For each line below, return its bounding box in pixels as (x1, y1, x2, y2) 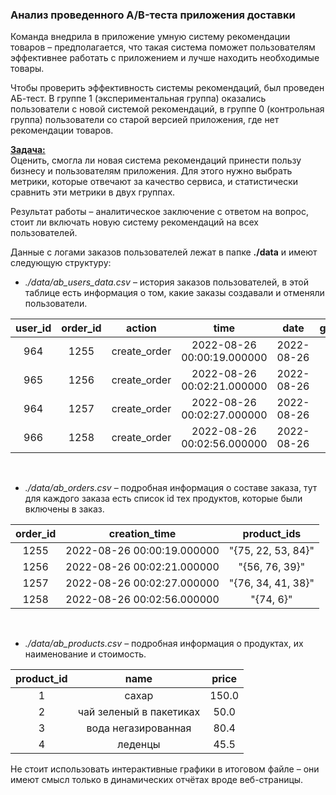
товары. (10, 63, 45, 75)
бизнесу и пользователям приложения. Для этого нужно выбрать (10, 165, 293, 177)
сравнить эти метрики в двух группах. (10, 186, 176, 198)
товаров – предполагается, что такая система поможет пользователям (10, 41, 316, 53)
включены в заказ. (24, 503, 105, 515)
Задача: (10, 144, 46, 156)
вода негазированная (86, 721, 192, 735)
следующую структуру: (10, 257, 112, 269)
